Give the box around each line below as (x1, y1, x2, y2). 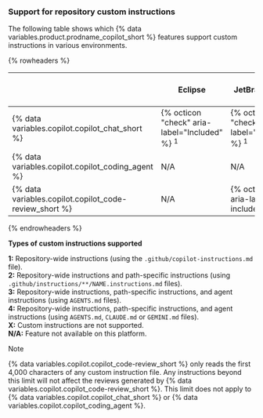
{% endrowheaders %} (8, 223, 82, 233)
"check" (160, 117, 191, 128)
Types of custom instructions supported (8, 238, 142, 248)
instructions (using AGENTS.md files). (8, 295, 122, 304)
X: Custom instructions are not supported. (8, 320, 145, 329)
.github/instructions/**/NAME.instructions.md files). (8, 278, 182, 288)
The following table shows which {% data (8, 24, 142, 34)
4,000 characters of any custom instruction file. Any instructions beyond (8, 367, 242, 376)
